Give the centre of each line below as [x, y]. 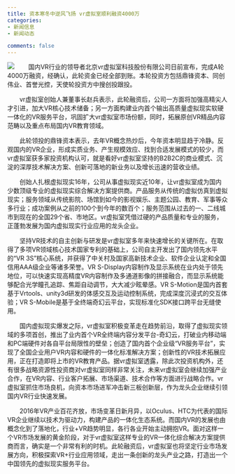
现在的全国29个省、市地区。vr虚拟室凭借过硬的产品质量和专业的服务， [121, 217]
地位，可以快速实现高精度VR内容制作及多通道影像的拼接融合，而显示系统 [113, 276]
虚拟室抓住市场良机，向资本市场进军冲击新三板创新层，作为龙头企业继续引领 [117, 388]
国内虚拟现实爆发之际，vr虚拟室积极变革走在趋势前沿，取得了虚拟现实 [120, 326]
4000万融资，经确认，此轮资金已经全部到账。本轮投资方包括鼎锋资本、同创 [116, 76]
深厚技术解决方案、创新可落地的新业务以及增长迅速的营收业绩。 [111, 167]
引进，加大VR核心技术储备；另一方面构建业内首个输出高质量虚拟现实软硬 [118, 108]
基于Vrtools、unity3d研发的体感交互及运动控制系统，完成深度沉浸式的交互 [114, 294]
